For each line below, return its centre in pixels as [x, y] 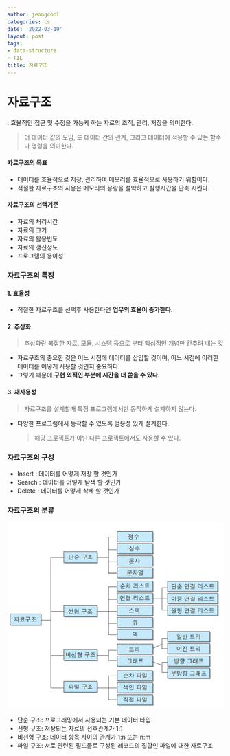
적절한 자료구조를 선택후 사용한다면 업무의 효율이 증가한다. [95, 310]
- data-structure [32, 51]
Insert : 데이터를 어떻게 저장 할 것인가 [67, 474]
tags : [15, 44]
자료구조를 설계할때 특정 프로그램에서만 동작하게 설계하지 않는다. [110, 408]
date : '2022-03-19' [35, 29]
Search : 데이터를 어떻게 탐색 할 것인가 [69, 482]
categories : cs [29, 22]
